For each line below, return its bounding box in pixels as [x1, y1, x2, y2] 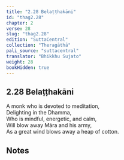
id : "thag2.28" [6, 14, 44, 20]
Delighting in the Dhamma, [6, 109, 72, 116]
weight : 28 [6, 59, 34, 65]
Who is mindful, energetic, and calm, [6, 115, 97, 123]
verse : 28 [6, 25, 31, 32]
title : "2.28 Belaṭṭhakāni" [6, 8, 77, 15]
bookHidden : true [6, 64, 50, 71]
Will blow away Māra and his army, [6, 122, 92, 129]
